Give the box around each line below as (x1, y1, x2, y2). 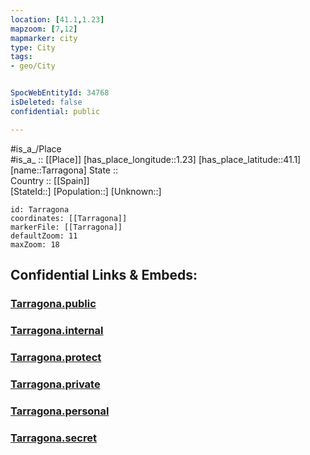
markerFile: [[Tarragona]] (10, 222, 123, 232)
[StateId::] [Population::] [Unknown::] (10, 185, 162, 197)
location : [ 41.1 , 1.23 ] (10, 14, 105, 25)
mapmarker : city (10, 33, 78, 43)
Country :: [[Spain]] (10, 174, 90, 186)
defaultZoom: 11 (10, 231, 78, 241)
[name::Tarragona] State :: (10, 164, 119, 176)
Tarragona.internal (10, 323, 104, 337)
